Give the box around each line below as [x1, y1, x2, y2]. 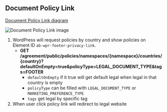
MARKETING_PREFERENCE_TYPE [27, 91, 84, 96]
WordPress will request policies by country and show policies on [12, 37, 146, 43]
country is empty [27, 79, 63, 85]
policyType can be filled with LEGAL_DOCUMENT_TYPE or [27, 85, 136, 91]
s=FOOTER [20, 69, 44, 75]
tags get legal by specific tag [27, 95, 88, 101]
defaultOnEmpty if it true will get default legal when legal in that [27, 74, 157, 80]
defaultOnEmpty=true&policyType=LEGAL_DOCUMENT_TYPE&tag [20, 63, 162, 69]
